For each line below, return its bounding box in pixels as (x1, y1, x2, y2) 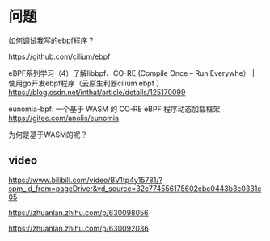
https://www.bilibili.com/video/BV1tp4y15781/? (8, 175, 163, 185)
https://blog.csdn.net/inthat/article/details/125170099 (8, 87, 186, 97)
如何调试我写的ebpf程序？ (8, 35, 95, 45)
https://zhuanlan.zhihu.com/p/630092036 (8, 223, 150, 233)
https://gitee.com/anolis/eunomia (8, 113, 120, 123)
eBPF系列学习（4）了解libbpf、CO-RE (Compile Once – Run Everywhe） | (8, 68, 255, 77)
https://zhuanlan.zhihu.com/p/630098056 (8, 207, 149, 218)
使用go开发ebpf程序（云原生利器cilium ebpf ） (8, 78, 164, 88)
